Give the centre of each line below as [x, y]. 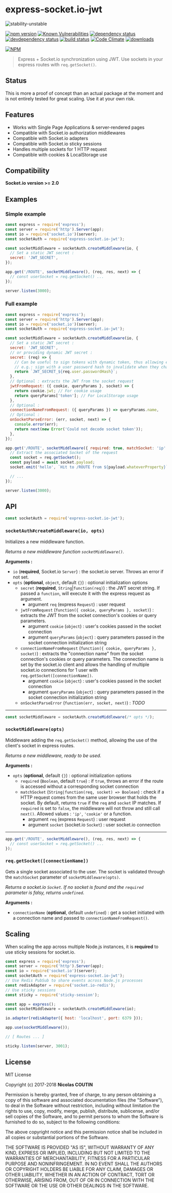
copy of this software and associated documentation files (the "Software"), [84, 1100]
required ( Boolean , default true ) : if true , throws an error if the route [92, 781]
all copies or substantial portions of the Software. [57, 1137]
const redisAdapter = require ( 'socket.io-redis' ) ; [60, 985]
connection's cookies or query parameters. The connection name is [92, 659]
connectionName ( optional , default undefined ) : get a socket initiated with [89, 913]
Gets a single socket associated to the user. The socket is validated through [85, 871]
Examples [21, 199]
